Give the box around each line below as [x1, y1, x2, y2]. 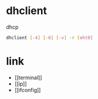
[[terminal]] [14, 74, 42, 81]
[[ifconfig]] [14, 86, 41, 93]
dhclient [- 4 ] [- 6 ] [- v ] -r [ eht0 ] [6, 35, 93, 40]
